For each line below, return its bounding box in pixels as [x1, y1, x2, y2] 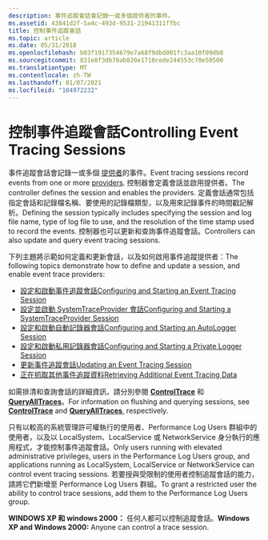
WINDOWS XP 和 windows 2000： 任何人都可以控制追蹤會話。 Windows [8, 514, 250, 523]
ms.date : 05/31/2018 [8, 42, 78, 50]
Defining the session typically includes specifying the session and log [22, 208, 252, 218]
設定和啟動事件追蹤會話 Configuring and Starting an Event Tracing [19, 286, 236, 296]
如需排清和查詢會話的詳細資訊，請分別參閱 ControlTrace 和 [8, 387, 205, 397]
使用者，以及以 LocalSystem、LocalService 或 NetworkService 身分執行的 [8, 433, 254, 442]
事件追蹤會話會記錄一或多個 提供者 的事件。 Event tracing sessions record [8, 168, 249, 178]
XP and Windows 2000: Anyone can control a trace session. [8, 522, 210, 532]
